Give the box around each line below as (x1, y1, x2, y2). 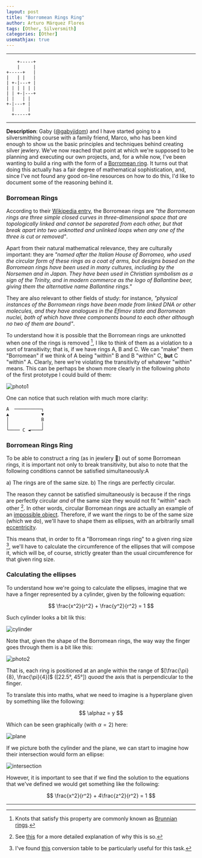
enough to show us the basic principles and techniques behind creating (6, 141, 183, 147)
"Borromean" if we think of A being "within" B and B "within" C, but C (6, 352, 179, 359)
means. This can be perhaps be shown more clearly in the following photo (6, 364, 190, 372)
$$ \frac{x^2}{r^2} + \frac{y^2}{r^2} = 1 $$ (47, 602, 155, 609)
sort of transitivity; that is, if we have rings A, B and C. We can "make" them (6, 345, 194, 352)
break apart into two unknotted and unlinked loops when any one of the (6, 227, 185, 234)
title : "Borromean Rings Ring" (6, 14, 85, 20)
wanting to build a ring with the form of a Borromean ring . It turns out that (6, 160, 188, 167)
